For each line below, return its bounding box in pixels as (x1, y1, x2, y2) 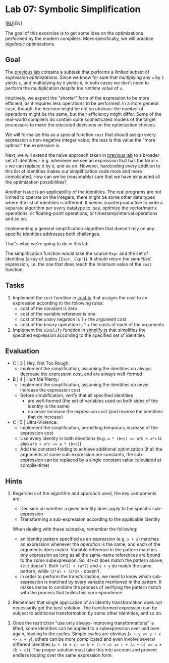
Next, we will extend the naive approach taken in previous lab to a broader (5, 152, 160, 158)
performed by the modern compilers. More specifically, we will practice (5, 35, 154, 41)
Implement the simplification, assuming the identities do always (20, 366, 152, 372)
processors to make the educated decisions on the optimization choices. (5, 121, 156, 127)
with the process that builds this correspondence (20, 590, 123, 596)
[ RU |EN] (5, 20, 23, 26)
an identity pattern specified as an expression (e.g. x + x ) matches (20, 536, 159, 542)
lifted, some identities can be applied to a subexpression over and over (12, 626, 160, 632)
